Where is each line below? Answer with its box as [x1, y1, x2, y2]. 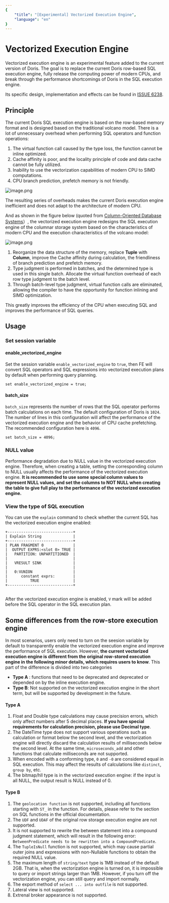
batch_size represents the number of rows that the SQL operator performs [5, 403, 160, 409]
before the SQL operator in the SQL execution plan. [5, 601, 112, 607]
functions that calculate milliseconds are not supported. [12, 751, 129, 757]
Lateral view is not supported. [12, 886, 75, 892]
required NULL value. [12, 854, 57, 860]
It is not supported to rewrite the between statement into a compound [12, 827, 157, 833]
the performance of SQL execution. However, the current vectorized [5, 648, 149, 654]
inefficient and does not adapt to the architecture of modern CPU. [5, 203, 142, 209]
